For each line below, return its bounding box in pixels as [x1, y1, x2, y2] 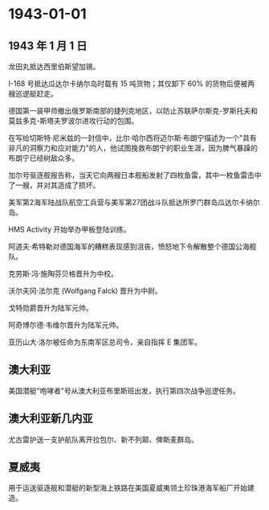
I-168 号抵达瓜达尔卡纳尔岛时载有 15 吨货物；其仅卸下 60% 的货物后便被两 [8, 79, 255, 88]
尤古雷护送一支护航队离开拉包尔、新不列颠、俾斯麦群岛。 [8, 434, 198, 444]
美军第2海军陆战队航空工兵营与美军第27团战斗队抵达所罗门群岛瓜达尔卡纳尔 [8, 198, 260, 207]
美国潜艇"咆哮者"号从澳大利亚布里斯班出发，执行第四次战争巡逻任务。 [8, 385, 241, 395]
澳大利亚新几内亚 [8, 412, 93, 426]
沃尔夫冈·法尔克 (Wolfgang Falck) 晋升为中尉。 [8, 286, 162, 295]
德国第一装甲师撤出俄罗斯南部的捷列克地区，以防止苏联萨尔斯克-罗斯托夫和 [8, 106, 259, 115]
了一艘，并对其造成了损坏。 [8, 180, 100, 190]
